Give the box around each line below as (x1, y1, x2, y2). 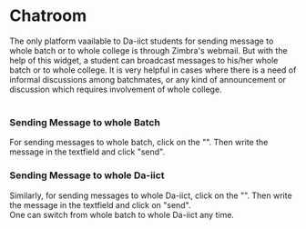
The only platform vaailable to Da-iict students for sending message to (9, 35, 274, 46)
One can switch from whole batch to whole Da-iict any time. (9, 209, 235, 220)
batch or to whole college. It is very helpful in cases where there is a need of (9, 65, 297, 75)
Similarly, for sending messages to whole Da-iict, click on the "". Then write (9, 190, 293, 201)
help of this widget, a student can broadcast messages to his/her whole (9, 55, 279, 65)
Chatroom (9, 5, 87, 26)
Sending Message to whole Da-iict (9, 169, 165, 182)
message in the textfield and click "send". (9, 146, 166, 157)
